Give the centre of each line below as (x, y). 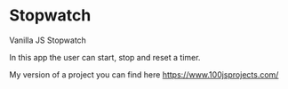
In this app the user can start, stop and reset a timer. (105, 57)
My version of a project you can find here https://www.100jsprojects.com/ (144, 74)
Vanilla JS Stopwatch (48, 40)
